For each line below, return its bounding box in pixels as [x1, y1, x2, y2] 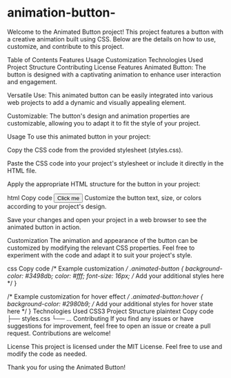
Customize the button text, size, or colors [84, 193, 202, 201]
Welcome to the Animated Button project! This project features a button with [7, 28, 224, 36]
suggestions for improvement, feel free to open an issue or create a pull [7, 321, 211, 330]
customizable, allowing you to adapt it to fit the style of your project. [7, 119, 201, 127]
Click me [57, 195, 80, 201]
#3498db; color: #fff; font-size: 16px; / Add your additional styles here [25, 271, 224, 280]
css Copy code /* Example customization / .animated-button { [7, 264, 184, 272]
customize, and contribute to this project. [7, 42, 124, 50]
